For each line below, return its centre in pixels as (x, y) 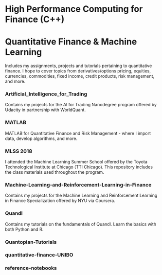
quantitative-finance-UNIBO (39, 255)
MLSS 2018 (19, 151)
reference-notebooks (31, 268)
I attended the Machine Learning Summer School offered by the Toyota (76, 162)
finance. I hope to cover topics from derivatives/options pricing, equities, (78, 71)
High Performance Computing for (74, 9)
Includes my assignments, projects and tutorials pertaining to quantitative (79, 66)
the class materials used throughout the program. (54, 172)
